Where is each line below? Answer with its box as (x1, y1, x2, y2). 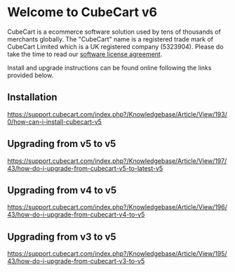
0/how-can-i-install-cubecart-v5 (7, 117, 102, 126)
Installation (7, 91, 58, 103)
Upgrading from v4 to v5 (7, 184, 117, 196)
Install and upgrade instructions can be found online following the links (7, 63, 212, 72)
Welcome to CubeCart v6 (7, 4, 158, 20)
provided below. (7, 71, 54, 79)
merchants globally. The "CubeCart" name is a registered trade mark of (7, 34, 214, 43)
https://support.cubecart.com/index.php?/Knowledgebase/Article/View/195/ (7, 250, 227, 258)
